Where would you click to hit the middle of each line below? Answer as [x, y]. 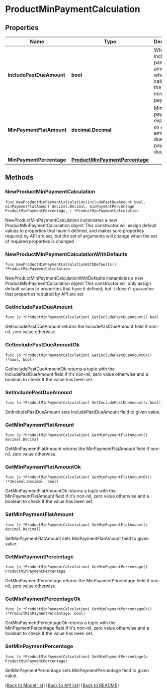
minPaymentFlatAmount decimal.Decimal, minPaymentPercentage [70, 206]
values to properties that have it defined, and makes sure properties [75, 231]
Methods [19, 177]
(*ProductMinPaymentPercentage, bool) [45, 614]
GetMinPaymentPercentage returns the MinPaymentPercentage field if [77, 581]
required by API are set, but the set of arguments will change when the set [81, 236]
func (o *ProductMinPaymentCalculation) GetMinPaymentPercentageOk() [79, 609]
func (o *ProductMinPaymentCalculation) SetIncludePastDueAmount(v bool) [83, 403]
